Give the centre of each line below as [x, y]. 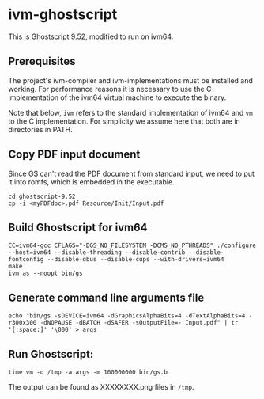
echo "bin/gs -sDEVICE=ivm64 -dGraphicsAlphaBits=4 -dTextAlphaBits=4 [127, 316]
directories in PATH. [40, 129]
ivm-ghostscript [63, 15]
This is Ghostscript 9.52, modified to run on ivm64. [91, 36]
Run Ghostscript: [51, 354]
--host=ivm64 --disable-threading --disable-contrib [97, 253]
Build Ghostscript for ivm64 [78, 227]
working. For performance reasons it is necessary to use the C [110, 89]
